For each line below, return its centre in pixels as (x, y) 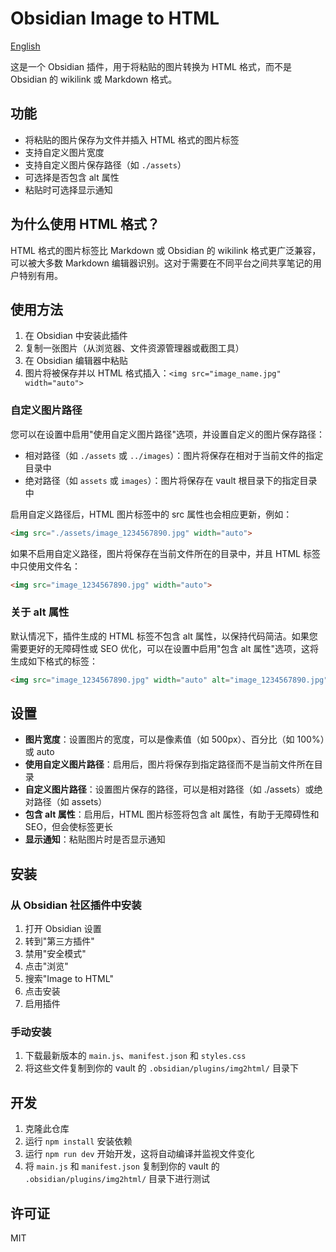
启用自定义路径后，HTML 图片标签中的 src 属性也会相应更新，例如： (151, 514)
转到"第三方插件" (59, 941)
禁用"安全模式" (55, 954)
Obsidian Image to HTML (115, 18)
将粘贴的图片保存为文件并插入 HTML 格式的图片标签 (132, 139)
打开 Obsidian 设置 (63, 929)
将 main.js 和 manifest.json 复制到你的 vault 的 (122, 1166)
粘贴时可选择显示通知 (68, 189)
